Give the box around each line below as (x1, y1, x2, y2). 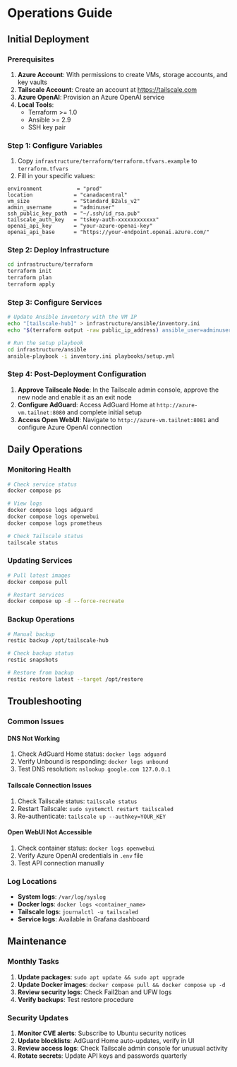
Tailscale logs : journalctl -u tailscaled (17, 907, 139, 916)
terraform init (7, 267, 52, 275)
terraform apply (7, 281, 55, 288)
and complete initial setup (66, 408, 142, 416)
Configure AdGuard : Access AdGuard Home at (17, 400, 155, 409)
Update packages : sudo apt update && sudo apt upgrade (17, 972, 185, 981)
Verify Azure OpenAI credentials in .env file (17, 851, 143, 860)
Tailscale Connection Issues (7, 781, 92, 789)
